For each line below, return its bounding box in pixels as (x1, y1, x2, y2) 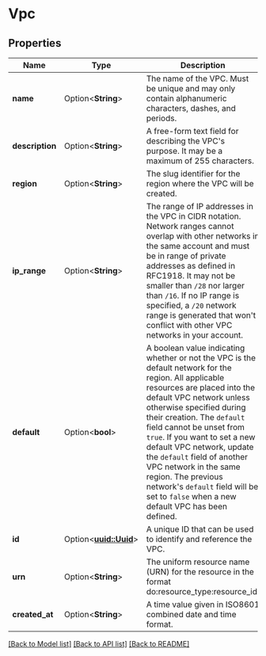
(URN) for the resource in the (146, 566, 255, 577)
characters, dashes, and (146, 103, 236, 113)
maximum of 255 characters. (146, 155, 255, 166)
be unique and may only (146, 83, 236, 93)
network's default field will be (146, 481, 259, 492)
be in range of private (146, 250, 226, 261)
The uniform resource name (146, 556, 250, 567)
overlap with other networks (146, 231, 251, 242)
